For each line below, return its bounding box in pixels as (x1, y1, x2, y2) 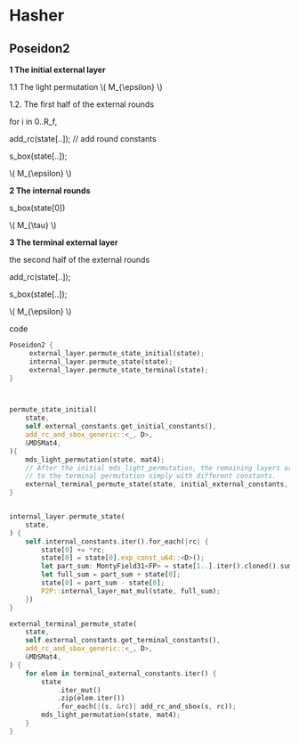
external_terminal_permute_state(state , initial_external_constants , (25, 480, 289, 489)
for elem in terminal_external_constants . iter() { (25, 669, 217, 678)
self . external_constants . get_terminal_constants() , (25, 636, 221, 645)
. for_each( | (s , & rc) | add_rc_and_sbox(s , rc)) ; (56, 702, 238, 711)
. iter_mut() (56, 685, 101, 695)
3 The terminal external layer (9, 237, 118, 248)
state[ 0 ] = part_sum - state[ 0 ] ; (41, 578, 166, 587)
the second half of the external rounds (9, 255, 150, 265)
